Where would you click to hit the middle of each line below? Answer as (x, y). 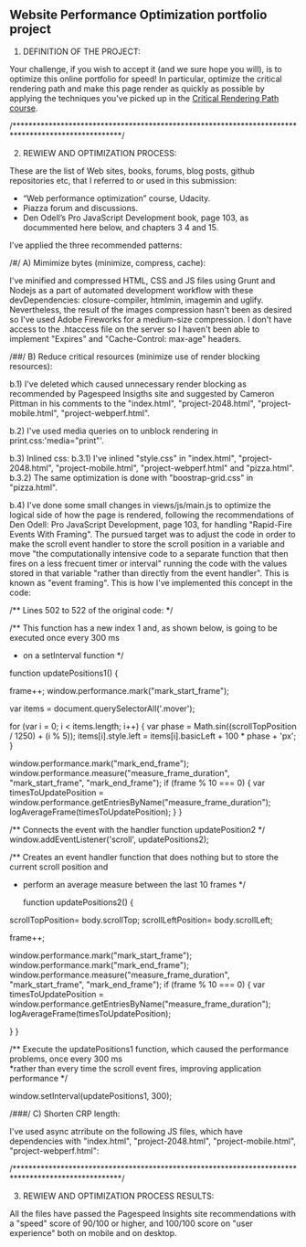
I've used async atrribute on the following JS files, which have (127, 1131)
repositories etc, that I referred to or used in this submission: (123, 180)
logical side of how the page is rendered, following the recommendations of (152, 515)
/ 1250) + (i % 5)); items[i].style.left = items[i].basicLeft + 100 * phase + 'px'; (153, 736)
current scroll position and (59, 867)
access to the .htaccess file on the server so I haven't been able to (135, 329)
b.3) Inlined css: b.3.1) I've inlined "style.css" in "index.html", (123, 458)
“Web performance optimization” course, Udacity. (116, 198)
